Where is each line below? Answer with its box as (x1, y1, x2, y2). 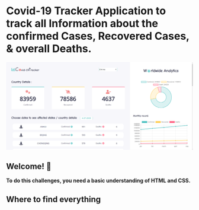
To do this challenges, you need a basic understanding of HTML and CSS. (6, 177, 191, 184)
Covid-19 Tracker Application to (6, 4, 166, 18)
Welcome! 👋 (6, 161, 52, 171)
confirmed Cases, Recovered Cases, (6, 30, 190, 43)
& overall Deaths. (6, 42, 92, 56)
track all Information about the (6, 17, 159, 30)
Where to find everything (6, 194, 101, 204)
